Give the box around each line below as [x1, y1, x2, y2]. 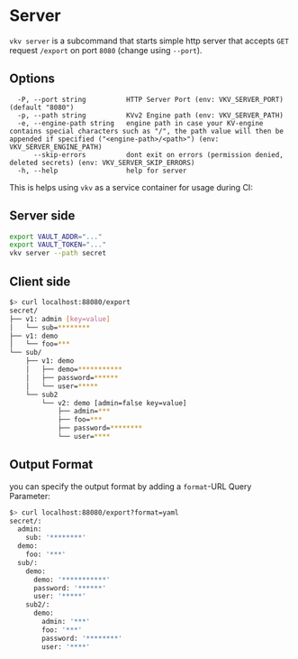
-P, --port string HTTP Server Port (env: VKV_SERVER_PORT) [17, 95, 284, 104]
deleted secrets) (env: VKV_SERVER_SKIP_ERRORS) [9, 158, 195, 167]
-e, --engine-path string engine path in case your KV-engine [17, 118, 264, 127]
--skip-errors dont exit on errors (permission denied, [32, 150, 284, 159]
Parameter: [9, 490, 51, 501]
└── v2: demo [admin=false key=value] [41, 398, 187, 407]
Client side [9, 274, 71, 289]
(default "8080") [9, 103, 75, 112]
